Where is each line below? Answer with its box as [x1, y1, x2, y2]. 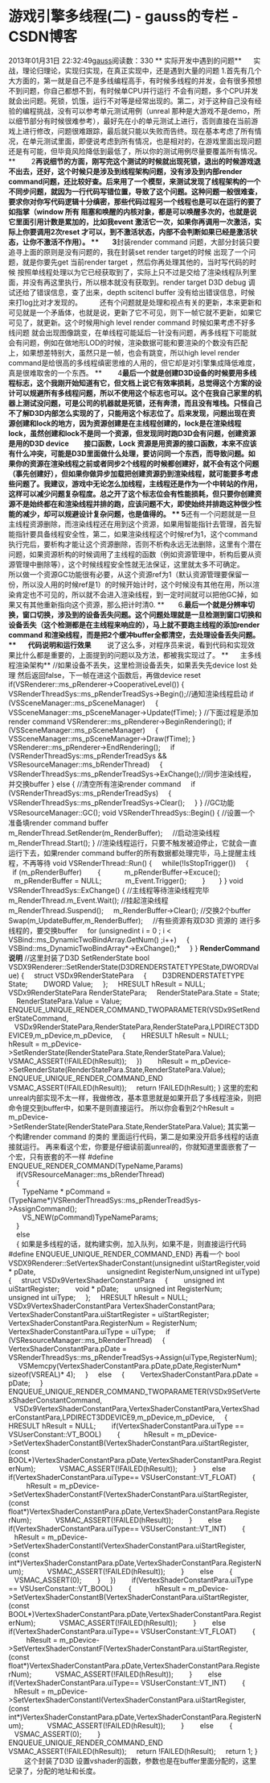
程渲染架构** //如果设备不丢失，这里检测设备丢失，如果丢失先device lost [8, 660, 249, 670]
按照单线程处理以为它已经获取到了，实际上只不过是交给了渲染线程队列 [17, 267, 250, 276]
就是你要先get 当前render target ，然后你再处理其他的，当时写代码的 [22, 257, 250, 267]
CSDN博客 [8, 27, 78, 46]
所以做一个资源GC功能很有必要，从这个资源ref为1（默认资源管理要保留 [8, 569, 243, 579]
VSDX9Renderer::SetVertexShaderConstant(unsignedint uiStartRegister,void [8, 1258, 260, 1268]
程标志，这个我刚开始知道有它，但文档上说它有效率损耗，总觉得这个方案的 [8, 378, 255, 388]
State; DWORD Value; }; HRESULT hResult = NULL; [8, 979, 206, 988]
